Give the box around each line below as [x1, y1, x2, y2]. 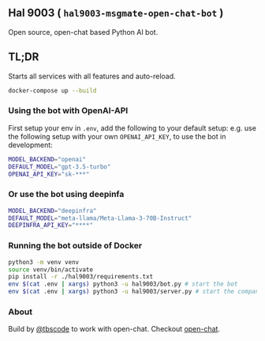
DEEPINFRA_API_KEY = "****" [8, 222, 93, 229]
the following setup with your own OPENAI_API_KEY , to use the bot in [8, 131, 226, 141]
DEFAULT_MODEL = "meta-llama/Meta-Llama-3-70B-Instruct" [8, 214, 192, 222]
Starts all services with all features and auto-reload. [8, 71, 176, 81]
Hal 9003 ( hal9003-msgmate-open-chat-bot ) [8, 6, 224, 20]
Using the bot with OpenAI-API [8, 105, 129, 116]
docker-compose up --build [8, 86, 97, 94]
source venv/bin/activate [8, 265, 93, 274]
